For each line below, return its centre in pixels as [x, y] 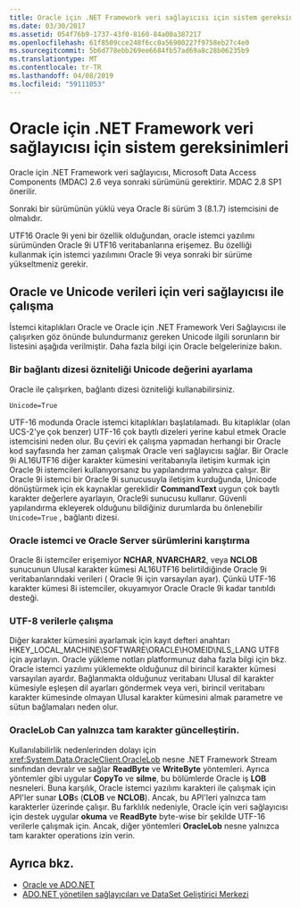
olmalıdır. [26, 218]
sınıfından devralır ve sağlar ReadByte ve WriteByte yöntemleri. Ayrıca [139, 768]
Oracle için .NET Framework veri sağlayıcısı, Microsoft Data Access [133, 172]
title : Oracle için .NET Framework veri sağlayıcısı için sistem [133, 17]
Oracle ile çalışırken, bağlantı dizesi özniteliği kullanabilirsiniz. [122, 389]
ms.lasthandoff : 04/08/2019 [62, 76]
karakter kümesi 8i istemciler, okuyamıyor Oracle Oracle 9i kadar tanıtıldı [142, 588]
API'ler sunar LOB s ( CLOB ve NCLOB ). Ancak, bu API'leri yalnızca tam [137, 797]
